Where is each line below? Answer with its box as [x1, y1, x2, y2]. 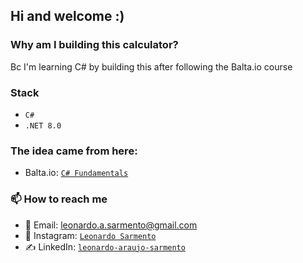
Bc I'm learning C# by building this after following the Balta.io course [10, 60, 293, 73]
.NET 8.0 [24, 120, 62, 131]
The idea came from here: [10, 144, 138, 158]
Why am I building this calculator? [10, 38, 179, 52]
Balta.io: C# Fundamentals [24, 167, 129, 179]
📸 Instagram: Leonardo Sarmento [24, 229, 157, 241]
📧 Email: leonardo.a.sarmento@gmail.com [24, 219, 198, 231]
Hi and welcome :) [10, 8, 125, 25]
